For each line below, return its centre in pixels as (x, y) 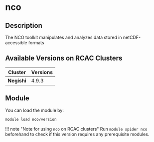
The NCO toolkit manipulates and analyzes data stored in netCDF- (73, 37)
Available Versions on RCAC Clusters (64, 58)
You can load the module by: (34, 110)
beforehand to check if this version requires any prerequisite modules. (77, 134)
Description (24, 26)
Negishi (17, 80)
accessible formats (25, 43)
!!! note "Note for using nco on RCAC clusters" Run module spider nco (76, 129)
